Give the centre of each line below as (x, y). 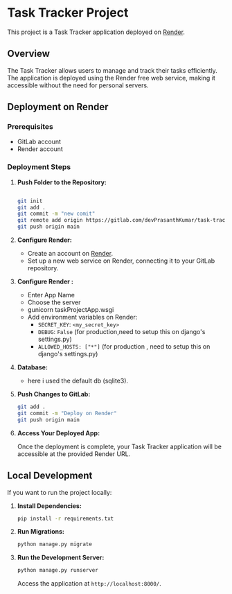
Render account (40, 149)
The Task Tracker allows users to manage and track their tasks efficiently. (113, 70)
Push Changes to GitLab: (54, 394)
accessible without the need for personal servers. (78, 85)
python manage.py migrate (54, 544)
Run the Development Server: (61, 558)
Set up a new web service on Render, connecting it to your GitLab (121, 261)
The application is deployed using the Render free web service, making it (111, 78)
